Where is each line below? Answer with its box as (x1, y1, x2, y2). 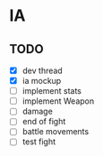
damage (21, 106, 54, 117)
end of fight (21, 116, 66, 127)
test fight (21, 136, 56, 147)
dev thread (21, 65, 63, 76)
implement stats (21, 86, 82, 96)
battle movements (21, 126, 90, 137)
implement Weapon (21, 96, 95, 106)
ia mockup (21, 76, 62, 87)
